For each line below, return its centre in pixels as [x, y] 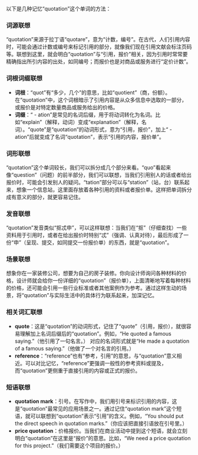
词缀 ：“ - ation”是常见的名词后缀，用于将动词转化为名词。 [85, 115]
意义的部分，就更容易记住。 [50, 197]
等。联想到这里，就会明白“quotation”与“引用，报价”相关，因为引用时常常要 [97, 54]
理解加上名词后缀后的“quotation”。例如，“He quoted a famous [96, 333]
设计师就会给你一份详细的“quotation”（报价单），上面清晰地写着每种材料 [104, 281]
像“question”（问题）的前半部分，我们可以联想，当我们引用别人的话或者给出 [99, 175]
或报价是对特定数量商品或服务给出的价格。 [66, 107]
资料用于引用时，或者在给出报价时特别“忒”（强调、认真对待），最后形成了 [95, 235]
